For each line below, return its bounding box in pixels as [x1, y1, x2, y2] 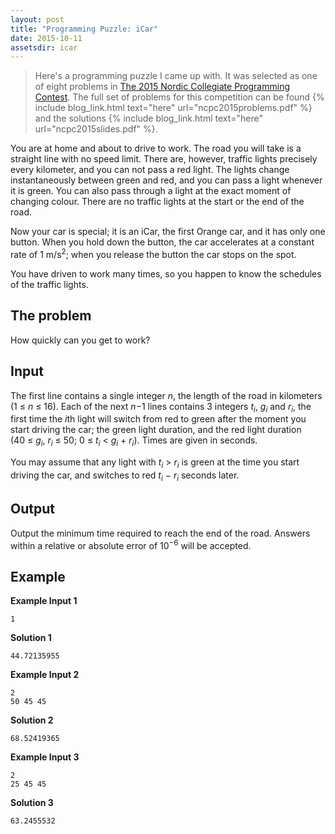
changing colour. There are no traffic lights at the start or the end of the [10, 196, 305, 208]
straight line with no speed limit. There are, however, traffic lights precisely [10, 153, 318, 165]
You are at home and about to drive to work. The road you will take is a [10, 142, 302, 155]
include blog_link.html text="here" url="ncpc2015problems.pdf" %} [34, 102, 313, 114]
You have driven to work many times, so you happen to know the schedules [10, 267, 322, 280]
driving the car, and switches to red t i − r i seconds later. [10, 469, 240, 483]
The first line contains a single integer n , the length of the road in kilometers [10, 389, 323, 401]
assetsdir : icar [10, 42, 78, 53]
